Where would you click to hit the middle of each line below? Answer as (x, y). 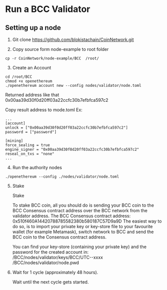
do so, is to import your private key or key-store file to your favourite (83, 226)
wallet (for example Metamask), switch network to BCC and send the (83, 232)
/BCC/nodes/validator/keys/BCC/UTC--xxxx (58, 257)
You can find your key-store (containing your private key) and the (80, 247)
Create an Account (32, 68)
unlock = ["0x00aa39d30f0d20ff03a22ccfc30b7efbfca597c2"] (67, 128)
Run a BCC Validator (48, 9)
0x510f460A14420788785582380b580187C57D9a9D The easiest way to (87, 221)
